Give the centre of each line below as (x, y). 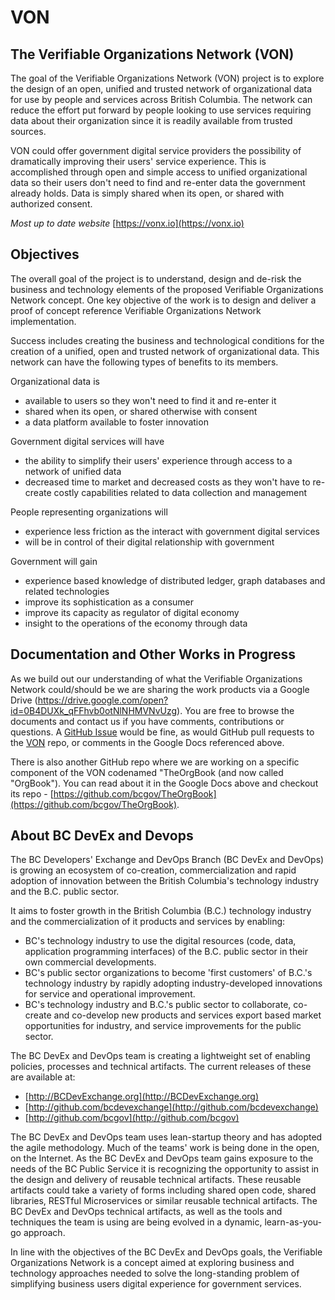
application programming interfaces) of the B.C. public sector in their (166, 952)
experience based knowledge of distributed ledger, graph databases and (175, 580)
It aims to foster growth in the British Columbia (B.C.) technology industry (161, 911)
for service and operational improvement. (110, 994)
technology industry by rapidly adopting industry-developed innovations (173, 983)
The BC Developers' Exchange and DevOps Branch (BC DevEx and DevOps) (167, 860)
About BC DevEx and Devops (102, 836)
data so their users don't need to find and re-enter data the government (158, 182)
